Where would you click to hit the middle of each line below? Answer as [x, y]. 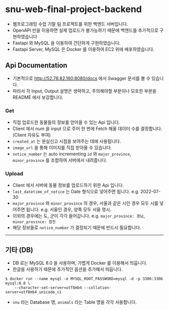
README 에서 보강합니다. [38, 97]
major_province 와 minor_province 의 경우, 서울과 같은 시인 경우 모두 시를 [85, 203]
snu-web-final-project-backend [73, 9]
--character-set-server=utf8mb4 [48, 288]
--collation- [98, 288]
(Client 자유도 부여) [32, 135]
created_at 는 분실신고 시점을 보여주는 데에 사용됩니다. [67, 141]
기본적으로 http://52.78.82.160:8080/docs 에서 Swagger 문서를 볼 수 [81, 78]
